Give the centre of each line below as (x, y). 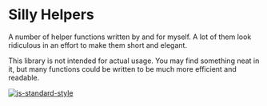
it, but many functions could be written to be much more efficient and (123, 69)
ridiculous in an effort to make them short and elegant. (98, 45)
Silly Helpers (51, 15)
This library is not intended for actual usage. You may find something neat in (134, 61)
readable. (24, 77)
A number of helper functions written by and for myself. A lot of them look (130, 37)
